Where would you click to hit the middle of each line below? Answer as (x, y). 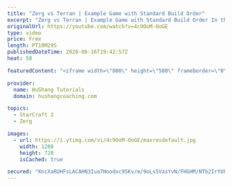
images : (18, 134)
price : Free (24, 39)
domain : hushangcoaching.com (55, 96)
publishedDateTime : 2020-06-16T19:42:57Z (68, 52)
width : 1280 (37, 146)
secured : (20, 172)
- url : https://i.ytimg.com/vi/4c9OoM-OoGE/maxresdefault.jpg (105, 140)
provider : (21, 83)
